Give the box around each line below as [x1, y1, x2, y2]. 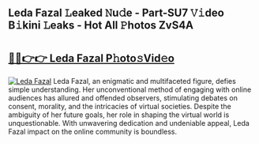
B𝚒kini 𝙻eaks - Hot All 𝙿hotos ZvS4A [8, 19, 194, 32]
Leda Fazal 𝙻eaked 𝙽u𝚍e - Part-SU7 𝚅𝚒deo [8, 6, 225, 20]
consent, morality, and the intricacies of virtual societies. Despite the [8, 102, 231, 111]
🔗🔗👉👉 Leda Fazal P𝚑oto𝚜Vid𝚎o [8, 51, 175, 65]
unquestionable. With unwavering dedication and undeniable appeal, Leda [8, 119, 250, 127]
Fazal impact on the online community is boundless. [8, 127, 178, 136]
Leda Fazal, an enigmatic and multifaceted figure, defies [53, 77, 237, 85]
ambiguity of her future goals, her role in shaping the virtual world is [8, 110, 230, 119]
